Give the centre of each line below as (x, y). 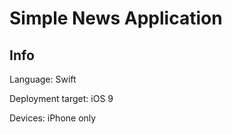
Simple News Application (116, 18)
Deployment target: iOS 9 (61, 98)
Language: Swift (43, 79)
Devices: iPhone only (53, 118)
